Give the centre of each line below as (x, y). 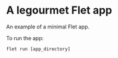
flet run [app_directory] (38, 49)
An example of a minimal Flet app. (48, 27)
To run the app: (25, 38)
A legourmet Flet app (59, 10)
